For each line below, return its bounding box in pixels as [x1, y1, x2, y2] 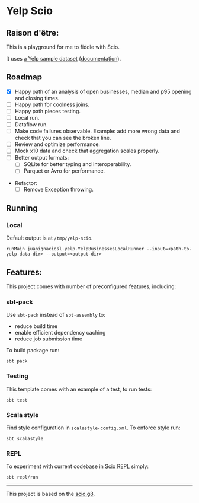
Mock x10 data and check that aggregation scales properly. [14, 147, 160, 155]
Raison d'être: [6, 28, 59, 38]
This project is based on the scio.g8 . [6, 491, 95, 498]
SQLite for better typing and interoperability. [23, 161, 131, 168]
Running [6, 203, 38, 213]
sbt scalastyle [6, 435, 44, 441]
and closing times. [14, 94, 60, 101]
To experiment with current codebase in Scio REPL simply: [6, 463, 149, 470]
